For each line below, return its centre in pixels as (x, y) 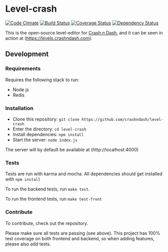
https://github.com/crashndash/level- (123, 119)
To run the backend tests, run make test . (47, 189)
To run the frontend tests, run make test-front (54, 199)
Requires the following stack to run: (42, 80)
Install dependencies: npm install (48, 134)
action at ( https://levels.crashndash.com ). (49, 38)
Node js (21, 89)
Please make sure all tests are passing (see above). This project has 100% (83, 233)
